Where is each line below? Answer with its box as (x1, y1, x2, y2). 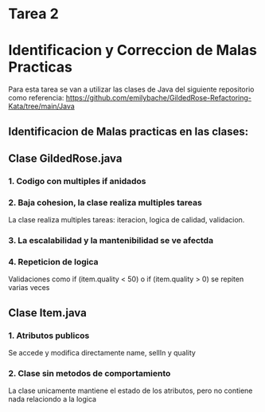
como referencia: (8, 93, 64, 103)
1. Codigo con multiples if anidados (8, 175, 146, 186)
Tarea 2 (8, 5, 60, 23)
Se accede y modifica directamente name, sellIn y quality (8, 348, 197, 358)
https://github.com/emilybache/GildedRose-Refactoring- (65, 93, 252, 103)
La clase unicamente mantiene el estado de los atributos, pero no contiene (8, 386, 253, 395)
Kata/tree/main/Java (8, 101, 76, 112)
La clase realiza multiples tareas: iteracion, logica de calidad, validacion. (8, 215, 245, 225)
